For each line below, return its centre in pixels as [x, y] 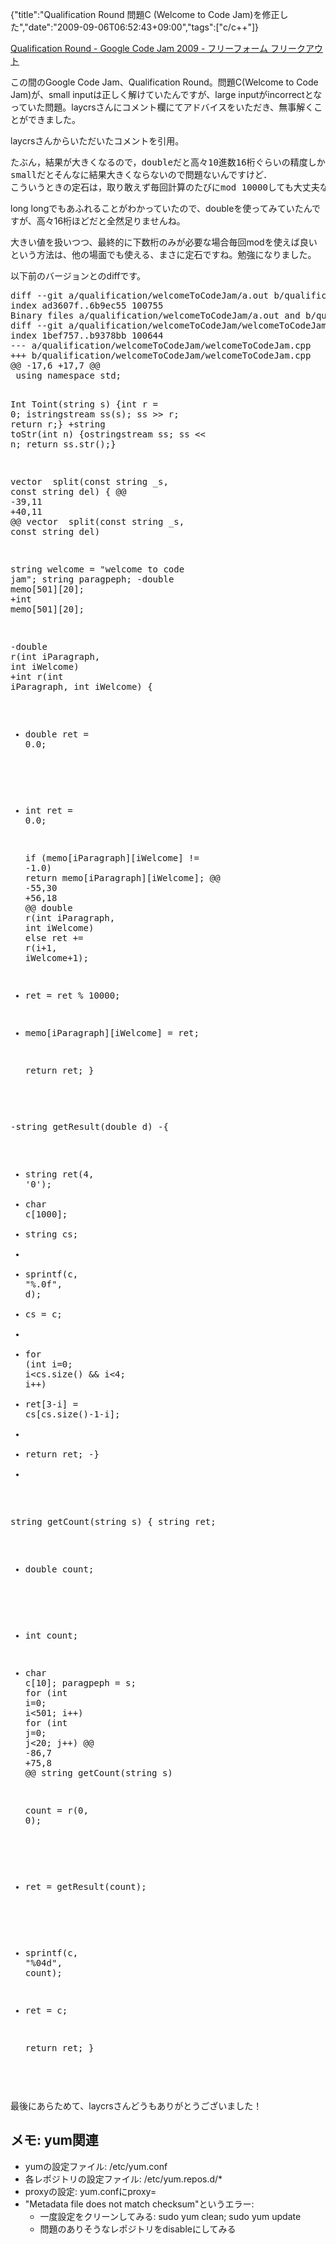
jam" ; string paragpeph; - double [92, 579]
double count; [59, 1569]
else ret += [54, 938]
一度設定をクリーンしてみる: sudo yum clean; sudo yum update [170, 2216]
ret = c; [46, 2010]
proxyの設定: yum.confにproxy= [90, 2191]
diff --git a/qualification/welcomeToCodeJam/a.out [140, 295]
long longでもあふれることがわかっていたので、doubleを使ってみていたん [161, 208]
